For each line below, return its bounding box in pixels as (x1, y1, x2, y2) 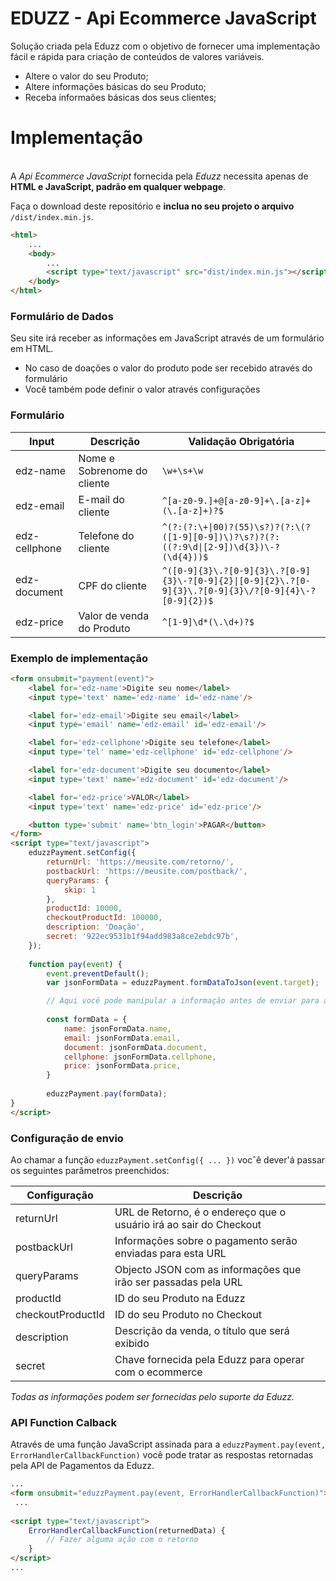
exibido (114, 1336, 150, 1350)
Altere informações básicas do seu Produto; (24, 80, 207, 92)
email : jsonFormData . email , (63, 1033, 182, 1043)
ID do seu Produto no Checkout (114, 1307, 262, 1321)
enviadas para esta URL (114, 1246, 227, 1260)
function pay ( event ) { (28, 959, 123, 969)
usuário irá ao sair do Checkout (114, 1217, 262, 1231)
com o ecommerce (114, 1365, 203, 1379)
